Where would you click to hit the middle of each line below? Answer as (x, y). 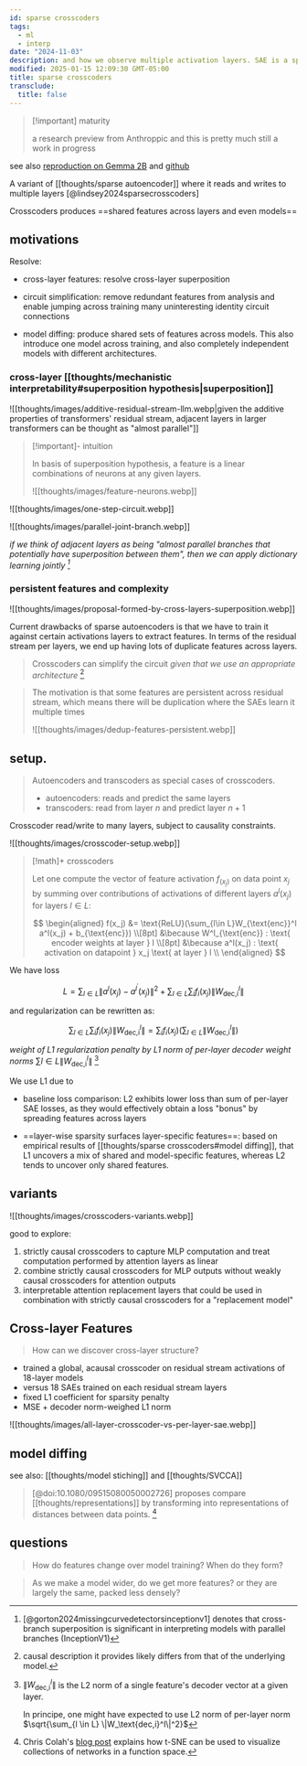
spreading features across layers (85, 1118)
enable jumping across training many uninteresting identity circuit (146, 306)
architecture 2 (58, 674)
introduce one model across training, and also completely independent (156, 344)
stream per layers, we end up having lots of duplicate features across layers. (153, 646)
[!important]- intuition (72, 445)
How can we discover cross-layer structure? (115, 1351)
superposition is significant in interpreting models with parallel (169, 1628)
